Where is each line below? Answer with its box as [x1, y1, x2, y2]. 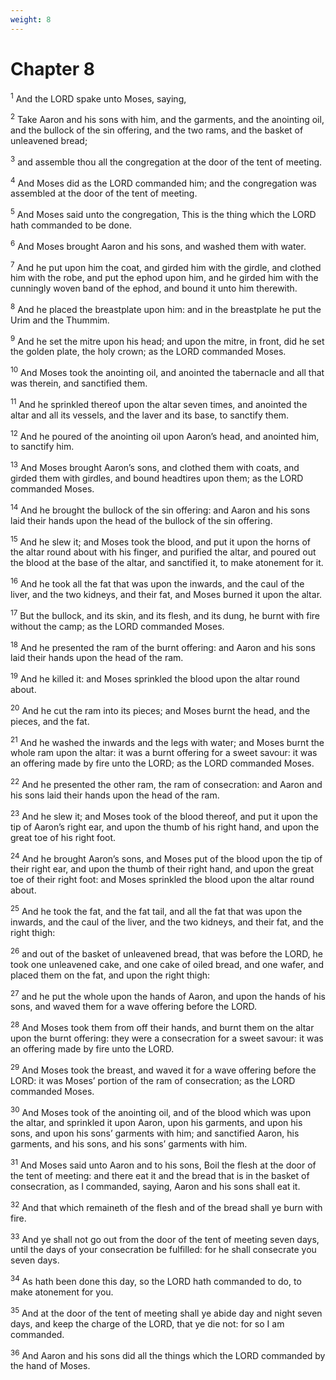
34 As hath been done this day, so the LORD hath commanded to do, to [10, 1274, 302, 1287]
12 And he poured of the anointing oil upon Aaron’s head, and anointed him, [10, 428, 320, 442]
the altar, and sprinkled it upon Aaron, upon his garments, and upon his [10, 1117, 303, 1129]
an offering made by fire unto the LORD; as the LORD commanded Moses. [10, 757, 315, 770]
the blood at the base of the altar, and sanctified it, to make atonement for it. [10, 557, 324, 569]
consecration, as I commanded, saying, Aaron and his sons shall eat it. [10, 1180, 301, 1192]
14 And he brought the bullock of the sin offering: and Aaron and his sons [10, 502, 311, 516]
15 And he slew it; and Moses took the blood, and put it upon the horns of [10, 534, 311, 548]
